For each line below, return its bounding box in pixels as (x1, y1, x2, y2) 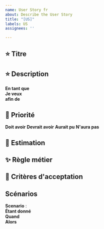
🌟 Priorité (5, 111, 35, 119)
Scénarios (5, 189, 37, 198)
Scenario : (5, 203, 27, 209)
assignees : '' (5, 26, 35, 31)
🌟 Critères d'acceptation (5, 172, 83, 181)
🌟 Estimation (5, 138, 45, 147)
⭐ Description (5, 70, 49, 78)
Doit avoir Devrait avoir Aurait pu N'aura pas (5, 124, 99, 130)
